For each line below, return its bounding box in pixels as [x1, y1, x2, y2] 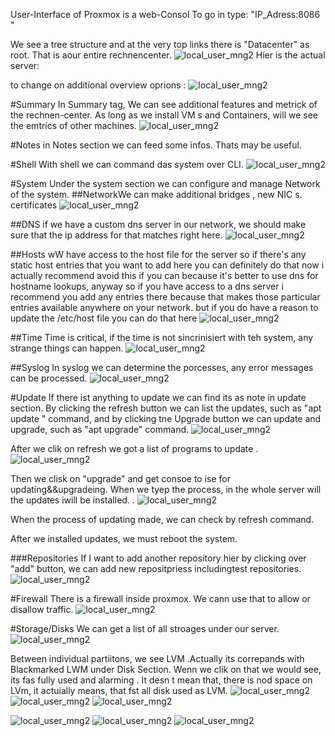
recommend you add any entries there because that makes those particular [10, 291, 321, 303]
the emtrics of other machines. [10, 120, 137, 131]
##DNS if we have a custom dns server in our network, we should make [10, 219, 307, 230]
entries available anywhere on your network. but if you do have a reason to [10, 302, 319, 313]
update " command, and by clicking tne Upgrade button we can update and [10, 413, 322, 424]
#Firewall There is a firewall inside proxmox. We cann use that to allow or [10, 593, 311, 604]
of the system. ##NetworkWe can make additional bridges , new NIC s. [10, 189, 303, 200]
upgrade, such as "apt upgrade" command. [10, 424, 190, 435]
